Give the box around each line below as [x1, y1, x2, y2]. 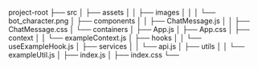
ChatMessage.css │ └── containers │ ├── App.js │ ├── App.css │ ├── [8, 25, 251, 34]
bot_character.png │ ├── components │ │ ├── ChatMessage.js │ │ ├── [8, 16, 251, 26]
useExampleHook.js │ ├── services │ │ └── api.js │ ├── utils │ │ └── [8, 42, 245, 51]
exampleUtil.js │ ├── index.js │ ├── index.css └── [8, 50, 179, 59]
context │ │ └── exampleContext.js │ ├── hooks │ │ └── [8, 33, 203, 42]
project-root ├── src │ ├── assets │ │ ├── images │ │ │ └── [8, 8, 216, 17]
